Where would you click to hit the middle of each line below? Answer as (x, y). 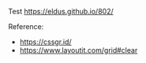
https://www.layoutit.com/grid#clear (79, 50)
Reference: (26, 26)
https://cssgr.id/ (46, 42)
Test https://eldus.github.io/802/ (61, 11)
